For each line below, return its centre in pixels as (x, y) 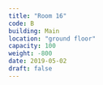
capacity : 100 (32, 46)
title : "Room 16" (38, 16)
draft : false (30, 69)
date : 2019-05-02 (38, 62)
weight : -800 (30, 53)
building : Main (34, 31)
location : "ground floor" (52, 38)
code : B (21, 23)
